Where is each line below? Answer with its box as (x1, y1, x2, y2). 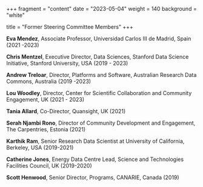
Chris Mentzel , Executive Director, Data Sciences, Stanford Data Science (6, 53, 189, 60)
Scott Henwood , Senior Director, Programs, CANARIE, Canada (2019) (6, 174, 180, 181)
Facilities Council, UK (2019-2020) (6, 162, 92, 169)
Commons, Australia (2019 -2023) (6, 78, 92, 85)
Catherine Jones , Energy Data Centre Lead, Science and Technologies (6, 156, 184, 163)
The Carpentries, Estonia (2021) (6, 126, 86, 133)
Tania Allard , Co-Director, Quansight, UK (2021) (6, 108, 126, 114)
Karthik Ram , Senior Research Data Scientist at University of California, (6, 137, 185, 145)
